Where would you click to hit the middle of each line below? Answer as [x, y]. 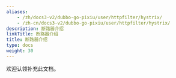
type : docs [20, 46]
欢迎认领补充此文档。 [32, 68]
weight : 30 [20, 51]
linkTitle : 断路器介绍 [32, 34]
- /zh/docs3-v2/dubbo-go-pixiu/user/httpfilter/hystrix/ [90, 17]
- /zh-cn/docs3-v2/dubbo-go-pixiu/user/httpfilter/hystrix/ [94, 23]
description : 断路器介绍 [35, 28]
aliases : [17, 12]
